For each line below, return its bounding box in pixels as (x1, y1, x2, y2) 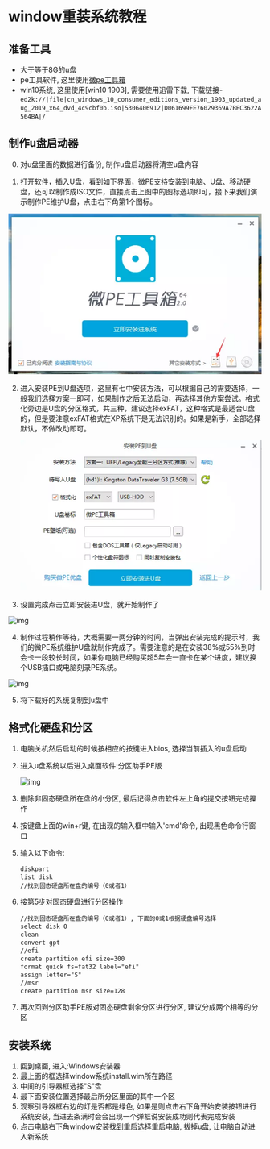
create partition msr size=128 (19, 987, 125, 996)
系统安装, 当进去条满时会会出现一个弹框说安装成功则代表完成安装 (19, 1112, 235, 1122)
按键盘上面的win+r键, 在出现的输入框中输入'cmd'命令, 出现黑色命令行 (19, 821, 249, 831)
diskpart (19, 865, 50, 873)
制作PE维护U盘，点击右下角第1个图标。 (27, 197, 157, 206)
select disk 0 (19, 922, 67, 931)
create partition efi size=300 (19, 955, 125, 964)
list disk (19, 873, 54, 881)
